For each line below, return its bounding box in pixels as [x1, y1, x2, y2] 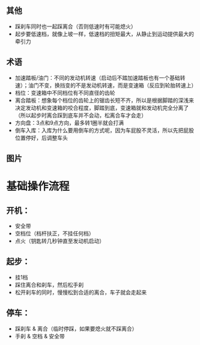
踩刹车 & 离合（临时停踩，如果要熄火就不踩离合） [14, 325, 138, 332]
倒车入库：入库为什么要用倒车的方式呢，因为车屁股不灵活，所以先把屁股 [14, 127, 194, 134]
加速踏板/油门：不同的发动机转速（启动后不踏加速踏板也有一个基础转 [14, 74, 186, 81]
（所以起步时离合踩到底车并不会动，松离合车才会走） [14, 112, 147, 119]
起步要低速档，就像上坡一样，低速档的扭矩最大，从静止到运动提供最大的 [14, 30, 194, 37]
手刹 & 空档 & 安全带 [14, 332, 65, 340]
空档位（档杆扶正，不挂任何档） [14, 230, 94, 237]
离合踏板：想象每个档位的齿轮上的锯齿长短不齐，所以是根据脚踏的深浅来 [14, 97, 194, 104]
